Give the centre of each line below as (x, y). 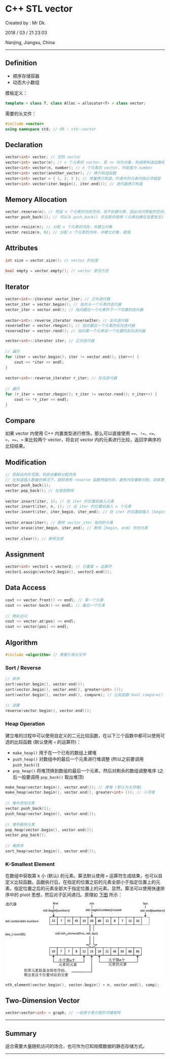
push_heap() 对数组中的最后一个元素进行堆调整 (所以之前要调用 (78, 759)
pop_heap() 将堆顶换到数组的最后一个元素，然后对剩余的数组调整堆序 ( (86, 771)
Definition (21, 63)
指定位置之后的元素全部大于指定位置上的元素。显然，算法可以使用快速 (87, 888)
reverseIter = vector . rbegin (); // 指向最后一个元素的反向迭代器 (70, 326)
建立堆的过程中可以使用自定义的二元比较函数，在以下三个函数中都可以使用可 (85, 735)
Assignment (25, 554)
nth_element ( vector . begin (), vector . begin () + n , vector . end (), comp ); (82, 985)
